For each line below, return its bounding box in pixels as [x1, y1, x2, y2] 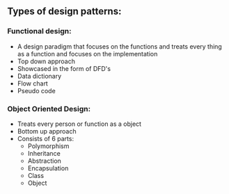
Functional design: [7, 26, 72, 36]
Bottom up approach [17, 127, 77, 135]
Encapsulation [27, 163, 69, 172]
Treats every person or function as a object [17, 120, 141, 128]
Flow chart [17, 79, 49, 88]
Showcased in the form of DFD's [17, 64, 111, 72]
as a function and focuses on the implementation [17, 49, 158, 58]
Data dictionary [17, 72, 62, 80]
